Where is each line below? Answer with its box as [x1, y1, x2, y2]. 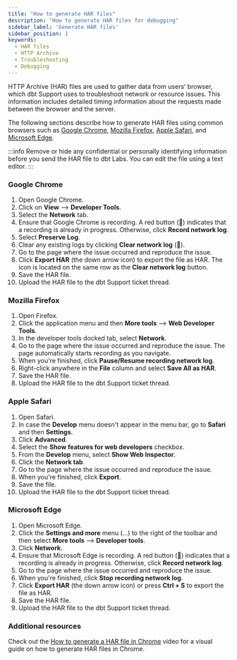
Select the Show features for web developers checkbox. [18, 442, 185, 451]
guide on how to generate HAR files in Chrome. [8, 644, 145, 653]
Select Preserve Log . [18, 233, 80, 241]
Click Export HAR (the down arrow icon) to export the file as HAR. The [18, 255, 223, 264]
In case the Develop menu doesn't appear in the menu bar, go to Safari [18, 420, 226, 429]
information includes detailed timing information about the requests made [8, 97, 221, 106]
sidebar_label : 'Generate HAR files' [8, 23, 119, 30]
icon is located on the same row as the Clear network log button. [18, 262, 208, 271]
